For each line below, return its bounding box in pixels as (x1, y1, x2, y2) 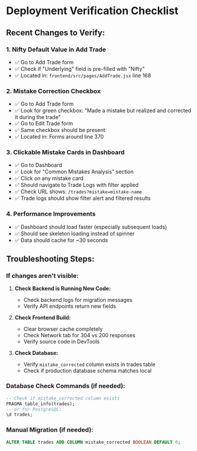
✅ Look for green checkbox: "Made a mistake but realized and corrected (14, 107, 192, 114)
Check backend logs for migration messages (23, 297, 133, 304)
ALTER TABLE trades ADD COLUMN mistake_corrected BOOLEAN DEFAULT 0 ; (6, 439, 181, 445)
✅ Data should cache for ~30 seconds (14, 236, 108, 243)
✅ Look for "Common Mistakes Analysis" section (14, 168, 134, 175)
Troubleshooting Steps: (6, 254, 95, 264)
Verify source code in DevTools (23, 338, 100, 345)
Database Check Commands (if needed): (6, 382, 126, 390)
